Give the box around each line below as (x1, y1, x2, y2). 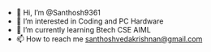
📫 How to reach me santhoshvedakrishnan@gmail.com (15, 34, 203, 44)
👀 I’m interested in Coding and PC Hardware (15, 16, 164, 26)
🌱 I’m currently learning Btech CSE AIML (15, 25, 152, 34)
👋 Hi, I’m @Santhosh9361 (15, 8, 101, 17)
